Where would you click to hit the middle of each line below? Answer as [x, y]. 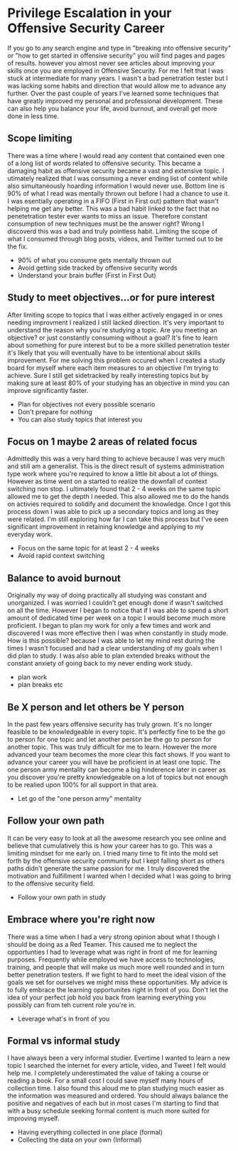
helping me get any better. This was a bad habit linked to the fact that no [113, 209]
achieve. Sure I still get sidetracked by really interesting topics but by [108, 375]
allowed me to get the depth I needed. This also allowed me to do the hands [118, 497]
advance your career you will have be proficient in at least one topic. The [114, 762]
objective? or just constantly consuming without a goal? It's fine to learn [113, 337]
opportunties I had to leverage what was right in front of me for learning [112, 952]
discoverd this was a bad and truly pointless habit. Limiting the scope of [113, 231]
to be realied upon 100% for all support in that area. [83, 785]
